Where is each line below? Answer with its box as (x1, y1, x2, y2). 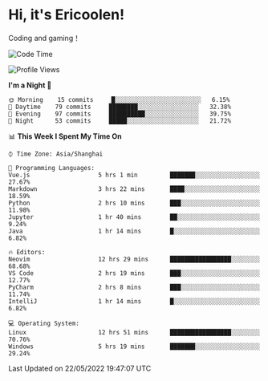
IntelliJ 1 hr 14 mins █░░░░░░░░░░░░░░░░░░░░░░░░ (8, 297, 261, 306)
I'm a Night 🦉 (8, 80, 52, 90)
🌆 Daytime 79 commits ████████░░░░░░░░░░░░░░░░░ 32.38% (8, 103, 231, 111)
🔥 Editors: (8, 248, 46, 256)
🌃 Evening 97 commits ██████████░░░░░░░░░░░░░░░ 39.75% (8, 110, 231, 118)
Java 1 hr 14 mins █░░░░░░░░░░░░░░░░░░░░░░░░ (8, 227, 261, 235)
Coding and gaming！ (8, 33, 80, 43)
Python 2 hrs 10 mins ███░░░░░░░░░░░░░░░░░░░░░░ (8, 199, 261, 207)
